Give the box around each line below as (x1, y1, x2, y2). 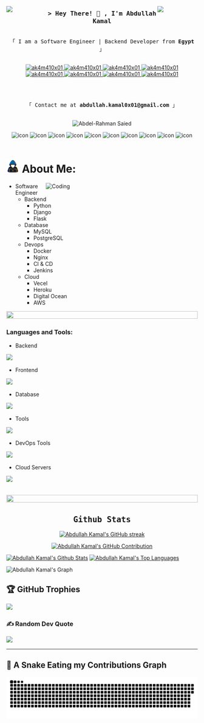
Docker (33, 247, 52, 254)
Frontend (15, 366, 38, 374)
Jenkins (33, 267, 53, 274)
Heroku (33, 286, 52, 293)
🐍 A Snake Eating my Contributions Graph (6, 660, 167, 671)
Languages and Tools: (6, 328, 73, 337)
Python (33, 201, 52, 209)
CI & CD (33, 260, 53, 267)
